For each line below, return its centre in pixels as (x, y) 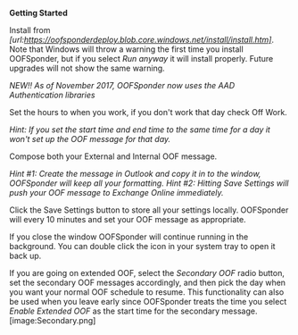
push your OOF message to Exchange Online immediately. (116, 193)
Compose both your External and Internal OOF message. (113, 156)
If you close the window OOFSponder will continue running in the (129, 237)
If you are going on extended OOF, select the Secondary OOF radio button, (147, 273)
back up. (25, 255)
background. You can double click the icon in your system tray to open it (142, 246)
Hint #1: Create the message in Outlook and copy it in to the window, (135, 174)
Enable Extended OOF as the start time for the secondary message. (133, 311)
